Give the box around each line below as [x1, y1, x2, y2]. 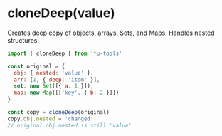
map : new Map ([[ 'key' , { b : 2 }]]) [14, 89, 120, 97]
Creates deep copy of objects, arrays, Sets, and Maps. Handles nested [7, 28, 215, 37]
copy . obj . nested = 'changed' [7, 115, 94, 122]
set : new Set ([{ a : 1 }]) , [14, 83, 94, 90]
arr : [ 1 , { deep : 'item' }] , [14, 76, 100, 83]
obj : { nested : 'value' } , [14, 69, 94, 76]
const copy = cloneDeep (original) [7, 109, 110, 116]
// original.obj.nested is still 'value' [7, 122, 132, 129]
